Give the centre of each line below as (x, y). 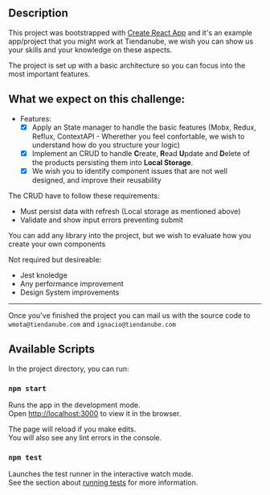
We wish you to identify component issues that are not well (129, 171)
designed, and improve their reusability (97, 179)
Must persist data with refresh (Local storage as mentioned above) (130, 211)
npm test (25, 457)
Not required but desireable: (55, 259)
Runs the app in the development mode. (74, 405)
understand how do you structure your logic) (106, 145)
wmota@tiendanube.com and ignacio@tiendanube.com (92, 324)
